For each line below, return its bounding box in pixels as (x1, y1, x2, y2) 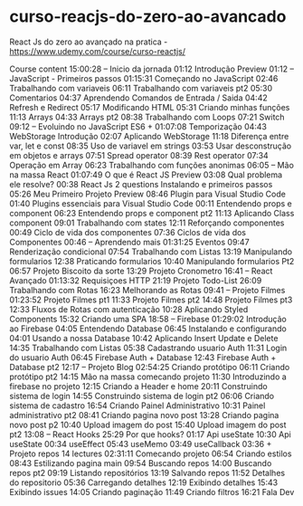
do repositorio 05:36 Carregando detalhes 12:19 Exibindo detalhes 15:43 (9, 477, 279, 488)
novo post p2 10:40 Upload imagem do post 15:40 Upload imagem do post (9, 419, 287, 430)
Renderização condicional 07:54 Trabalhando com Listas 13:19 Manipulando (9, 246, 292, 257)
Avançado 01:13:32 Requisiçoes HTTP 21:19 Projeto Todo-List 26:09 (9, 274, 262, 286)
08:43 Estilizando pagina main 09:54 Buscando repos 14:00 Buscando (9, 457, 272, 468)
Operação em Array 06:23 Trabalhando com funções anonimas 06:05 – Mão (9, 159, 294, 170)
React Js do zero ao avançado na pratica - (9, 36, 168, 47)
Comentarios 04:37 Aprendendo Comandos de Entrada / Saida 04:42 (9, 92, 269, 103)
